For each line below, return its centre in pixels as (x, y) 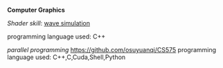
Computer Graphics (36, 10)
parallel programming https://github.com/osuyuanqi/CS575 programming (112, 50)
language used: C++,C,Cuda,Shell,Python (66, 57)
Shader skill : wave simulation (48, 23)
